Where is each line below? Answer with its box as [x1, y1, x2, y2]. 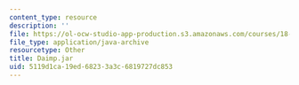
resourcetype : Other [9, 46, 86, 55]
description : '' [9, 21, 69, 30]
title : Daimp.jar [9, 54, 74, 63]
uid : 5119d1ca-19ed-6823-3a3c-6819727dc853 [9, 63, 174, 72]
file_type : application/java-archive [9, 37, 149, 47]
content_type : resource [9, 12, 98, 22]
